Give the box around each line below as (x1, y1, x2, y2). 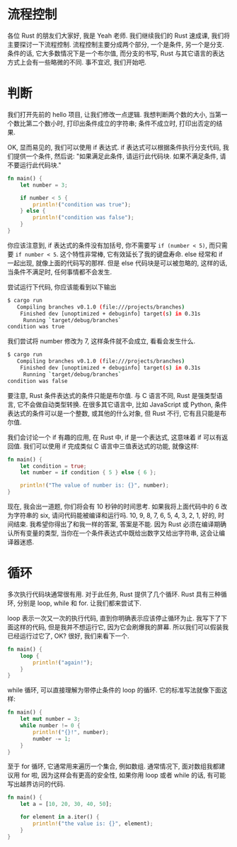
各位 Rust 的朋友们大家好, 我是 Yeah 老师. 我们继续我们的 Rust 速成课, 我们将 (7, 31, 230, 40)
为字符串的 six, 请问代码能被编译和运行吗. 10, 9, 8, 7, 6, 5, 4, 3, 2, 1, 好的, (7, 511, 217, 519)
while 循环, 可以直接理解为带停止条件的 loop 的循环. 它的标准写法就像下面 (7, 686, 221, 694)
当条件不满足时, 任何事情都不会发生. (7, 267, 112, 276)
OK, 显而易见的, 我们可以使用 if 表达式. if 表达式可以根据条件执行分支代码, (7, 143, 221, 151)
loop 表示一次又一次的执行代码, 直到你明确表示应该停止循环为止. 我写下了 (7, 614, 221, 622)
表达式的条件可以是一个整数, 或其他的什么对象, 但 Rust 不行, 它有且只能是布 (7, 409, 227, 417)
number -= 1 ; (33, 735, 71, 742)
